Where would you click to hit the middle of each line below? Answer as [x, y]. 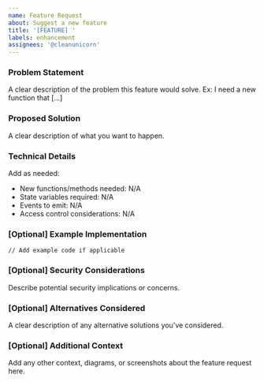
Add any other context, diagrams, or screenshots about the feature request [130, 363]
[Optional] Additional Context [66, 346]
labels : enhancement [42, 37]
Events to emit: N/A [51, 205]
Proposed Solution [45, 118]
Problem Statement [46, 73]
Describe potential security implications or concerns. [94, 287]
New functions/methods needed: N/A [80, 189]
